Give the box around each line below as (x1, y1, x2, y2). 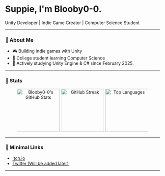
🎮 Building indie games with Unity (12, 48, 82, 54)
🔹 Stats (5, 77, 23, 84)
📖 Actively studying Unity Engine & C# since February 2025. (12, 60, 134, 66)
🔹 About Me (5, 36, 34, 43)
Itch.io (12, 155, 26, 161)
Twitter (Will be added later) (12, 160, 69, 166)
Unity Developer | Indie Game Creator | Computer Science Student (5, 20, 140, 26)
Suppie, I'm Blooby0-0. (5, 3, 102, 15)
